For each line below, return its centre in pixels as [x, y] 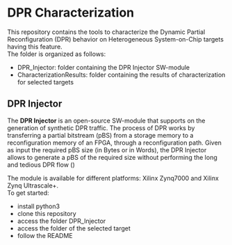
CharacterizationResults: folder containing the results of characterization [121, 75]
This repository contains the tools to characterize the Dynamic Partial [106, 32]
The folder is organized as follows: [57, 54]
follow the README [45, 235]
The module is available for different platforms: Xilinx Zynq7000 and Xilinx [113, 178]
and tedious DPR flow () [41, 165]
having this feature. [35, 46]
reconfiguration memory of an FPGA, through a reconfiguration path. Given [115, 143]
